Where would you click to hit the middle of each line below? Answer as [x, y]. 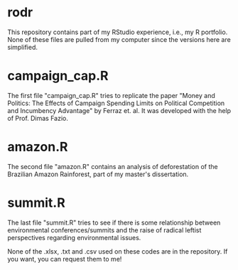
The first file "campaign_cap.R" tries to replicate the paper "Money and [111, 95]
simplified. [22, 47]
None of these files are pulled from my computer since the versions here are [119, 39]
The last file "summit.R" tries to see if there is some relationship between [114, 222]
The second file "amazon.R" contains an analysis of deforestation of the [113, 166]
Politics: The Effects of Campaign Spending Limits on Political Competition [116, 103]
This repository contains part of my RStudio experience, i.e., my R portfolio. [118, 32]
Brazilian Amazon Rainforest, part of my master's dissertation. [98, 174]
